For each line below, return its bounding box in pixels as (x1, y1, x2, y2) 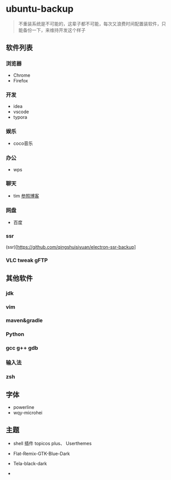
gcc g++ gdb (6, 344, 38, 352)
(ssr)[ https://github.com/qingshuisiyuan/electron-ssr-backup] (6, 244, 136, 250)
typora (13, 114, 28, 120)
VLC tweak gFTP (6, 257, 48, 264)
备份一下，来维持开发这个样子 (22, 27, 86, 33)
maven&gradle (6, 317, 43, 324)
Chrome (13, 72, 31, 78)
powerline (13, 404, 35, 410)
